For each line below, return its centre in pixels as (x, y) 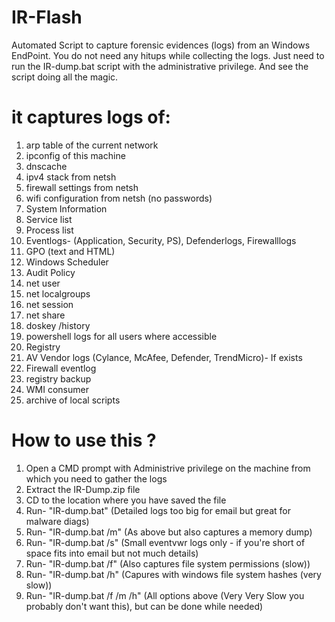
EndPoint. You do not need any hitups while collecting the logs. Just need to (168, 55)
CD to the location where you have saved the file (126, 500)
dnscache (46, 166)
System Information (66, 208)
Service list (49, 219)
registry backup (58, 378)
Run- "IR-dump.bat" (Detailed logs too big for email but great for (158, 510)
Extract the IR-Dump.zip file (83, 489)
